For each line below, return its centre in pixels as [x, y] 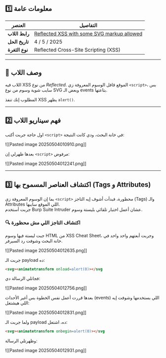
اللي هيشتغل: [17, 303]
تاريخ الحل [18, 42]
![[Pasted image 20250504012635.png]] [46, 250]
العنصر [19, 25]
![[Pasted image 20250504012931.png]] [46, 351]
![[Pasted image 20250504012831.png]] [46, 313]
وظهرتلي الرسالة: [21, 341]
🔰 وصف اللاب [23, 73]
